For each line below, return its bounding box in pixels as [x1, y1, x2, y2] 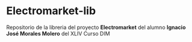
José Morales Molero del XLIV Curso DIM [6, 30, 110, 37]
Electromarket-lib [6, 4, 96, 18]
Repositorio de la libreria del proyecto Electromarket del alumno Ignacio [6, 24, 186, 31]
